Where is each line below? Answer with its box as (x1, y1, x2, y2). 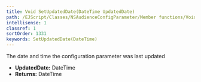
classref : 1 (6, 25, 36, 31)
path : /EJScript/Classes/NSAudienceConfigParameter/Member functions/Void (6, 14, 197, 20)
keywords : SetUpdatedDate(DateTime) (6, 36, 98, 42)
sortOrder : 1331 (6, 31, 47, 37)
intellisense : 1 (6, 20, 47, 26)
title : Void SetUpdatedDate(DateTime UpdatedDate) (6, 8, 135, 15)
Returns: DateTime (14, 71, 62, 77)
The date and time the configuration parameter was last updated (6, 53, 166, 59)
